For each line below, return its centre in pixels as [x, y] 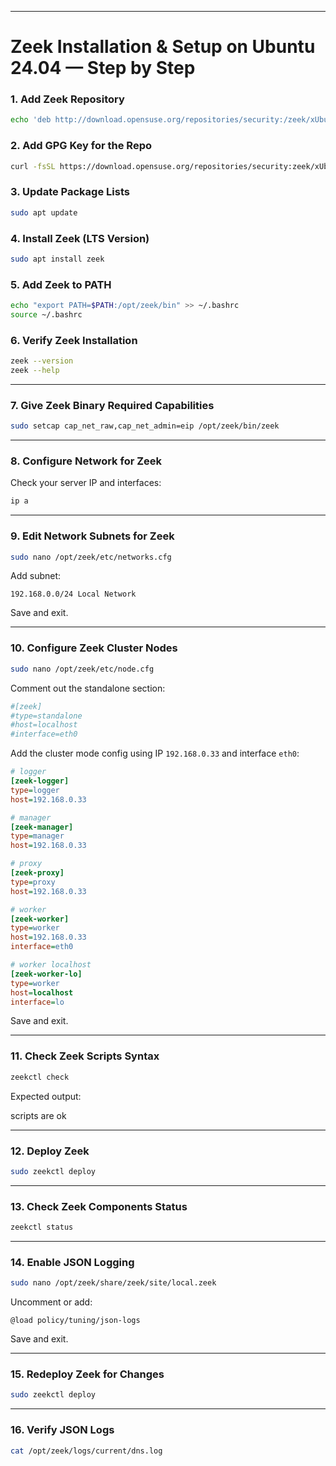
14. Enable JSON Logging [72, 1262]
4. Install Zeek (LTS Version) [80, 238]
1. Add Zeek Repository [67, 99]
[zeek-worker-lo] [46, 974]
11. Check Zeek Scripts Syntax [85, 1056]
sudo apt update [44, 212]
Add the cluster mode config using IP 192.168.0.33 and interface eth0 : [155, 753]
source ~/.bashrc [46, 315]
